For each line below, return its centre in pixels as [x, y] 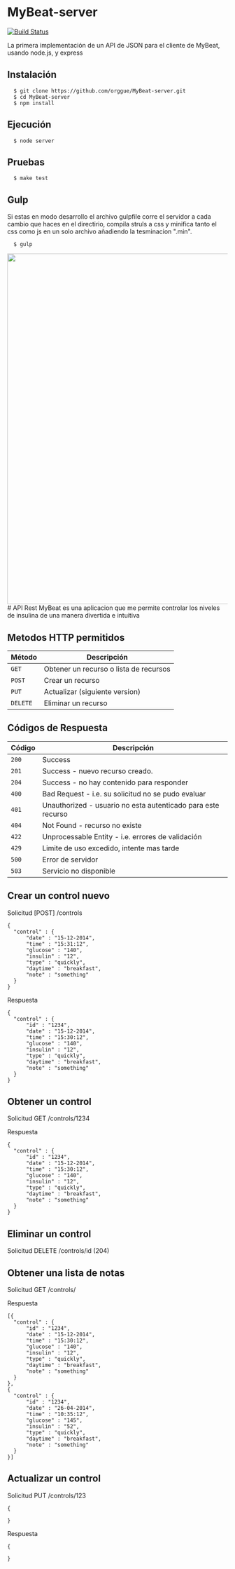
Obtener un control [50, 1102]
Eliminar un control [49, 1234]
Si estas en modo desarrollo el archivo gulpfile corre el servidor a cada [109, 217]
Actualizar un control [54, 1479]
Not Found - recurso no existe [92, 825]
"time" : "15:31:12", [57, 944]
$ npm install [34, 103]
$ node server [34, 141]
